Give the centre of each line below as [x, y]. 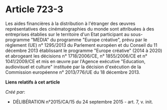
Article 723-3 [34, 9]
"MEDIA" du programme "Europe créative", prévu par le [89, 40]
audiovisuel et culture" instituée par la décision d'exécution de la [73, 67]
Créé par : [15, 92]
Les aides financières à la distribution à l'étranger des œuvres [70, 23]
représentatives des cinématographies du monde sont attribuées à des [80, 29]
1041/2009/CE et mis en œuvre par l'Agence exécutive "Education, [75, 61]
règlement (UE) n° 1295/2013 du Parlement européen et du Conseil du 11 [81, 45]
